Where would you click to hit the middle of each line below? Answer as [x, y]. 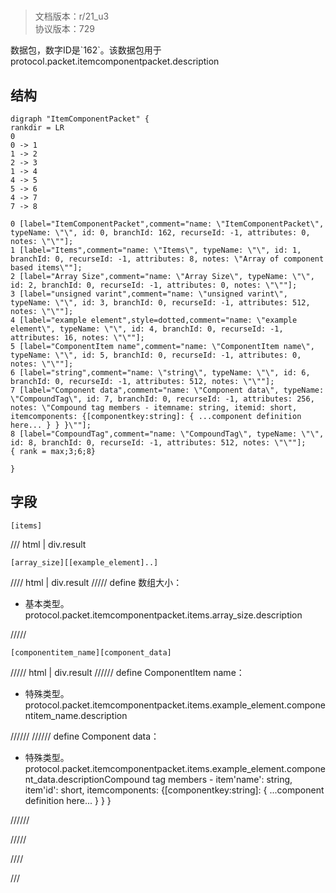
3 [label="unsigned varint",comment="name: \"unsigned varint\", [149, 294]
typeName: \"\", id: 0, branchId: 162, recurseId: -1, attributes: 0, [160, 233]
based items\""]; [46, 268]
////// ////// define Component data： [85, 736]
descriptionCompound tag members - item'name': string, [175, 779]
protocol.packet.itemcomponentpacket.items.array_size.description [163, 615]
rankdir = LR [37, 128]
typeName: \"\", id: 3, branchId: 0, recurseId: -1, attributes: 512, [160, 303]
